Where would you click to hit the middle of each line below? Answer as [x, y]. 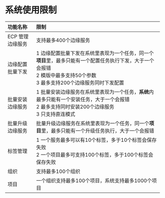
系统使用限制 [31, 10]
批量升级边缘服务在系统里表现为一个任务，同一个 [93, 123]
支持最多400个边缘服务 [63, 40]
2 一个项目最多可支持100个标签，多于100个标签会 [95, 155]
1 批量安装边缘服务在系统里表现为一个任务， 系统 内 [95, 92]
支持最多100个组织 [58, 171]
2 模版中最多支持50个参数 [66, 75]
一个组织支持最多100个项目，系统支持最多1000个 [94, 180]
